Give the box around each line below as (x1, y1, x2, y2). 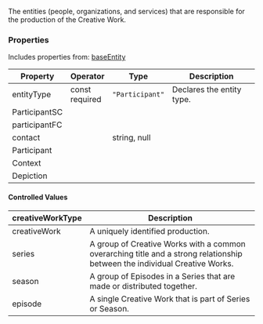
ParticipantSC (12, 107, 63, 118)
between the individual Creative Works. (89, 258, 234, 269)
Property (20, 71, 55, 82)
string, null (112, 133, 151, 144)
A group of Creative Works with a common (89, 238, 247, 249)
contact (12, 133, 41, 144)
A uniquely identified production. (89, 225, 210, 236)
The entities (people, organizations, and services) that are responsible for (8, 7, 245, 16)
